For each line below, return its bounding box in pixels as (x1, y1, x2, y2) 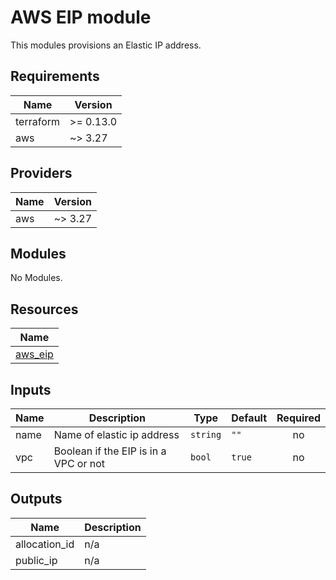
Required (276, 411, 321, 425)
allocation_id (15, 537, 75, 551)
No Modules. (10, 272, 63, 284)
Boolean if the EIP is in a (53, 444, 167, 458)
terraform (15, 114, 61, 128)
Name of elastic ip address (53, 428, 180, 441)
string (190, 429, 222, 440)
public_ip (15, 553, 58, 567)
